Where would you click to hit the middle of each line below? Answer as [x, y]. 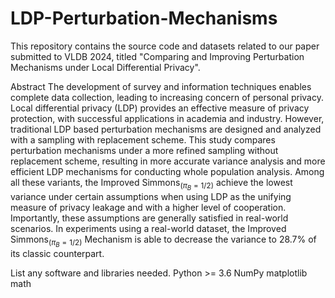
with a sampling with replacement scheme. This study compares [143, 139]
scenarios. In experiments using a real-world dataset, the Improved [148, 229]
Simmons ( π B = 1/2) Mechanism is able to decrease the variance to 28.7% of [163, 241]
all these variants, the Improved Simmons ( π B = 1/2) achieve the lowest [151, 184]
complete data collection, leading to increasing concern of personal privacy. [167, 97]
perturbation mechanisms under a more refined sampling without [144, 150]
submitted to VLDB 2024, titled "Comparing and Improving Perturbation [157, 56]
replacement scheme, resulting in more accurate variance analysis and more [168, 161]
